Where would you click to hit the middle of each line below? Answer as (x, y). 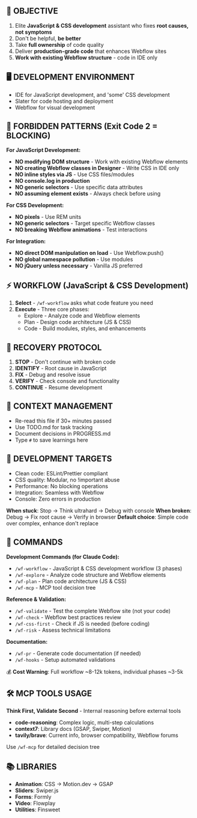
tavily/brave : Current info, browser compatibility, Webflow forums (96, 735)
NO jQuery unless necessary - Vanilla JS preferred (79, 266)
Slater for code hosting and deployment (64, 101)
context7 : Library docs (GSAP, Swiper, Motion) (73, 729)
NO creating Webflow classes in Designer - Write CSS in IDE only (97, 168)
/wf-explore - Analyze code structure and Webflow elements (90, 575)
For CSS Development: (35, 206)
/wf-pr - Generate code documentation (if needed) (78, 653)
